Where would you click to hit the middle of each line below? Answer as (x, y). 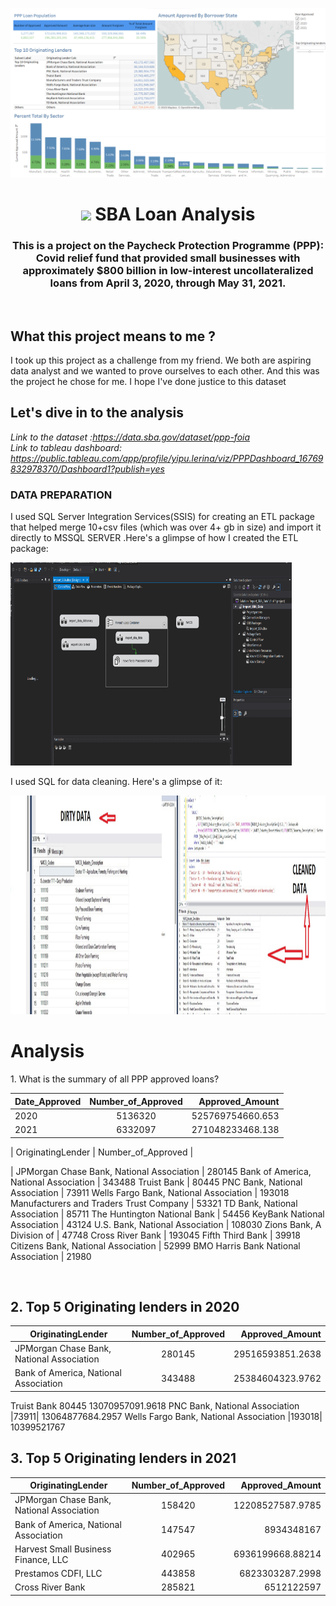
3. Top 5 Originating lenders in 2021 (123, 1458)
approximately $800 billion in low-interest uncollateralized (168, 270)
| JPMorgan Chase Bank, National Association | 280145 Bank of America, (161, 1171)
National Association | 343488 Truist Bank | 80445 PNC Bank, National (156, 1182)
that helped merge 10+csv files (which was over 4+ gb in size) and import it (166, 527)
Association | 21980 (51, 1256)
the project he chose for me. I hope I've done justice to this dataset (148, 381)
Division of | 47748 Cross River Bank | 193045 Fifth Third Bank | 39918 (155, 1235)
